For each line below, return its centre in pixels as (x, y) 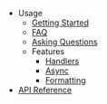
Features (48, 52)
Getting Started (60, 23)
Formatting (65, 80)
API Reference (45, 90)
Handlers (62, 61)
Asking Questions (64, 42)
